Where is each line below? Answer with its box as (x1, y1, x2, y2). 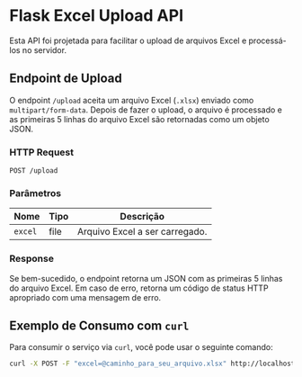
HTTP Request (9, 146, 75, 158)
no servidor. (22, 44, 67, 55)
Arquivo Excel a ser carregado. (77, 226, 208, 238)
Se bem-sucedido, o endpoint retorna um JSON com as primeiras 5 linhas (9, 273, 283, 283)
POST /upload (9, 166, 58, 175)
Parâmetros (9, 186, 61, 199)
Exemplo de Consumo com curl (9, 319, 190, 334)
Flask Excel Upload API (9, 5, 184, 26)
